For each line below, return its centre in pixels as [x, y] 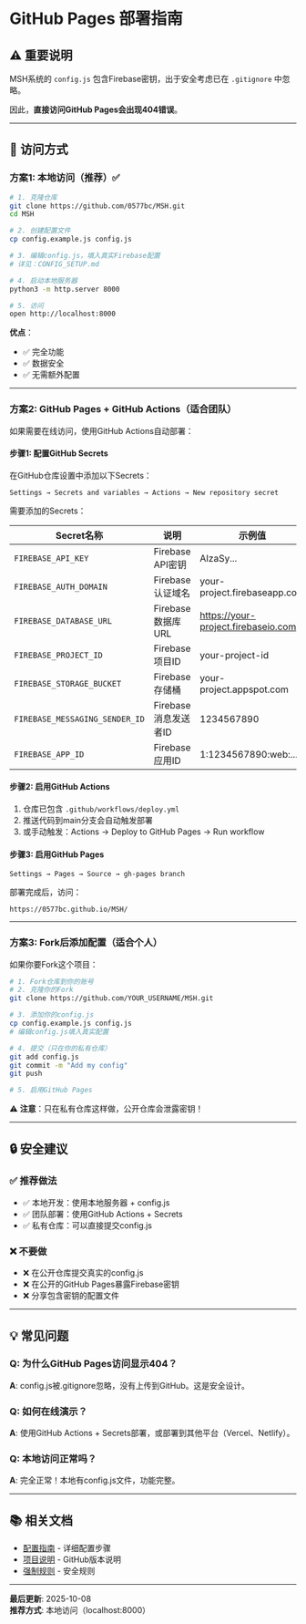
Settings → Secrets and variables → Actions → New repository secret [144, 492]
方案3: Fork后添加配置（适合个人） [86, 943]
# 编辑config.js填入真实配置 [59, 1031]
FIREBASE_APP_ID [49, 754]
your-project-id [235, 655]
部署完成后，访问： [46, 892]
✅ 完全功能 [43, 352]
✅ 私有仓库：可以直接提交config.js [87, 1225]
